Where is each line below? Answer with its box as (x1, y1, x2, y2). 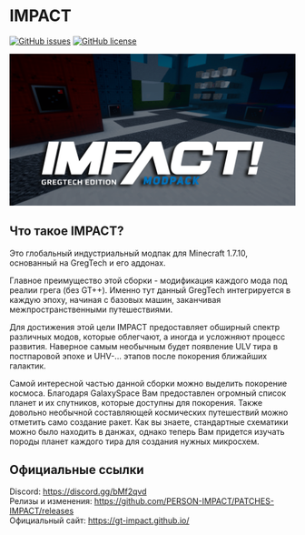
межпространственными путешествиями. (9, 304, 173, 315)
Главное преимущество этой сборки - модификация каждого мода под (9, 275, 288, 286)
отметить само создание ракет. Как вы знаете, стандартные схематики (9, 416, 289, 428)
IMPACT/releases (9, 506, 74, 517)
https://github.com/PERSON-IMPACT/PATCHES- (93, 496, 275, 507)
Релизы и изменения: (9, 496, 93, 507)
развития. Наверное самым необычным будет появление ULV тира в (9, 340, 279, 351)
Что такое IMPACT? (9, 224, 124, 239)
